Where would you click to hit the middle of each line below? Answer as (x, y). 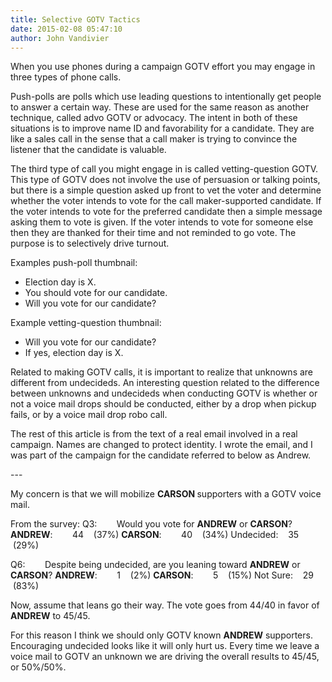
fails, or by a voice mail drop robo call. (89, 415)
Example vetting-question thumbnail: (86, 323)
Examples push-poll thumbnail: (74, 263)
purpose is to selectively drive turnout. (90, 243)
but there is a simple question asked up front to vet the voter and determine (166, 190)
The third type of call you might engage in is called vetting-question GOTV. (164, 169)
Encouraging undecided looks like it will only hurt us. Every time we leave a (165, 646)
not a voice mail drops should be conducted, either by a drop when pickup (163, 404)
